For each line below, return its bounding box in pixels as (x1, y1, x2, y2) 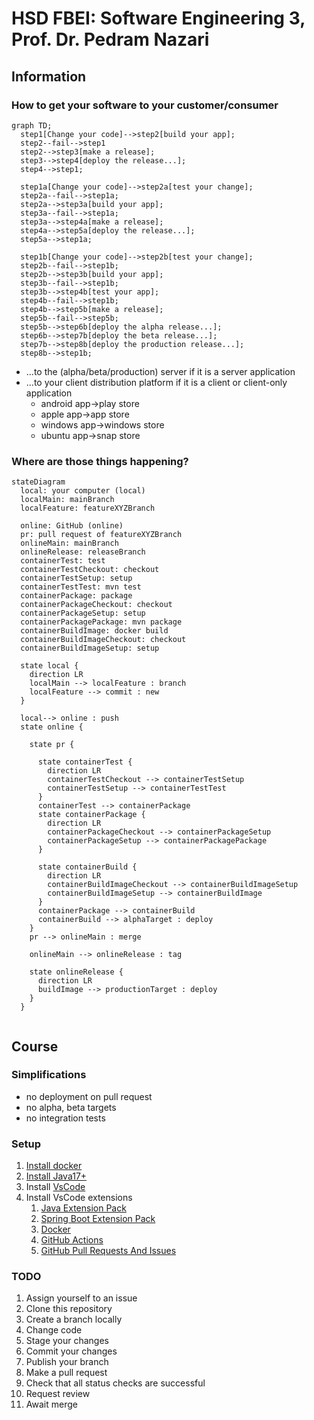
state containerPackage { (37, 810, 146, 820)
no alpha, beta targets (25, 1101, 117, 1113)
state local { (20, 661, 79, 671)
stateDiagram (11, 477, 66, 487)
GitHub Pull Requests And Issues (40, 1245, 177, 1257)
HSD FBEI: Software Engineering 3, (11, 7, 306, 30)
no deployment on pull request (25, 1090, 153, 1102)
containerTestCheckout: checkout (20, 565, 160, 575)
